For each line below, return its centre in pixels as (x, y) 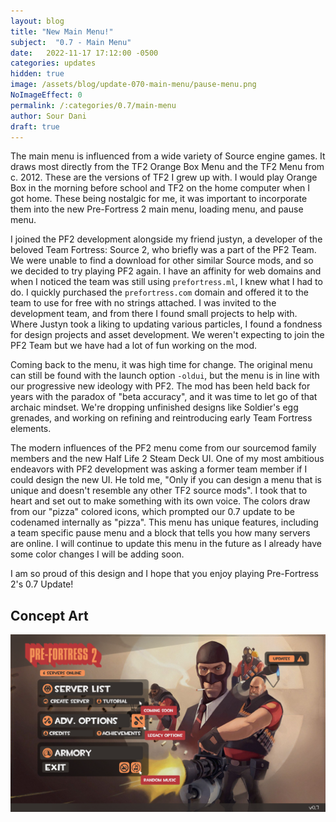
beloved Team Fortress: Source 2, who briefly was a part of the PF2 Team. (163, 250)
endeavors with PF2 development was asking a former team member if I (159, 469)
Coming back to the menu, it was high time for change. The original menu (161, 365)
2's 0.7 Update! (42, 584)
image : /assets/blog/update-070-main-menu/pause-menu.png (133, 85)
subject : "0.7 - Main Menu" (71, 42)
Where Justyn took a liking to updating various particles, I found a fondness (166, 324)
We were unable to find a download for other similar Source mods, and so (162, 261)
